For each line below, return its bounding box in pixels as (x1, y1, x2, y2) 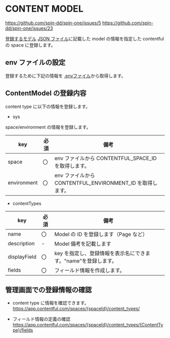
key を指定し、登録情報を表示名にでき (54, 249, 146, 256)
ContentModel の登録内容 (5, 89, 87, 98)
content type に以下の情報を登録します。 (5, 103, 91, 109)
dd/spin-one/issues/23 (5, 25, 53, 31)
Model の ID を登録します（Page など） (54, 231, 148, 238)
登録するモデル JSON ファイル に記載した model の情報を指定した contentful (5, 35, 164, 42)
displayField (8, 253, 36, 260)
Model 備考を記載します (54, 240, 111, 247)
